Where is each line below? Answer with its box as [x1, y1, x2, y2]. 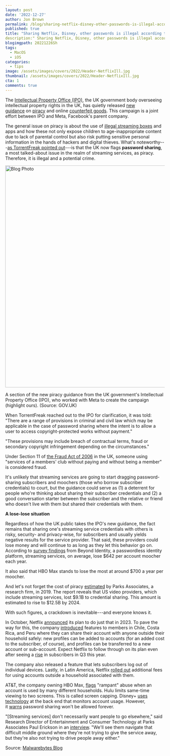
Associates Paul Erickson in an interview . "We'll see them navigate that [5, 724, 153, 730]
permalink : [5, 21, 28, 27]
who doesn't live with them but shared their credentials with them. [5, 501, 143, 507]
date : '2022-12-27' [5, 12, 47, 17]
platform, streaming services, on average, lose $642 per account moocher [5, 553, 161, 559]
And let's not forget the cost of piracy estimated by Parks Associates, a [5, 583, 154, 589]
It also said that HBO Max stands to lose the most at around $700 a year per [5, 568, 163, 574]
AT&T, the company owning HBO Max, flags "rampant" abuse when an [5, 682, 152, 688]
